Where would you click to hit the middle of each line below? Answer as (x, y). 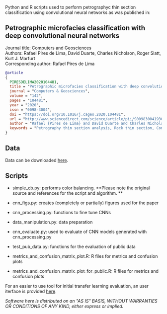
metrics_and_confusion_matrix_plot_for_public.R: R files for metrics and (85, 271)
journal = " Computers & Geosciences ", (50, 91)
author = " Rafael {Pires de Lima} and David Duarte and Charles (78, 124)
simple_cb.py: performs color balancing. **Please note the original (81, 188)
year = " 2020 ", (25, 105)
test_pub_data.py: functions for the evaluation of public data (74, 246)
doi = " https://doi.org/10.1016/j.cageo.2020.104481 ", (68, 114)
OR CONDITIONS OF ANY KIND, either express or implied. (64, 306)
